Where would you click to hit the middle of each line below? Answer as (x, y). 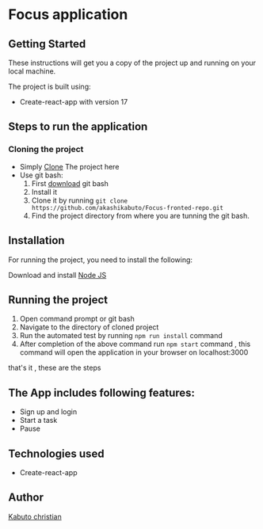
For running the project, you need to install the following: (100, 260)
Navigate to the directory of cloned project (89, 327)
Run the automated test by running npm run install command (121, 336)
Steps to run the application (78, 127)
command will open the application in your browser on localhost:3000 (134, 352)
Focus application (68, 15)
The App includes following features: (102, 392)
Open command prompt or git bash (77, 319)
